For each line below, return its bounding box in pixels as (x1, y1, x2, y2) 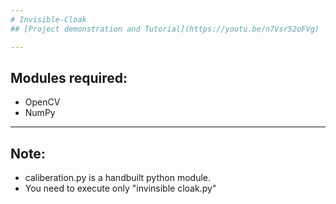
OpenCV (24, 96, 61, 108)
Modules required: (10, 69, 128, 86)
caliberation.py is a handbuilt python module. (24, 172, 211, 184)
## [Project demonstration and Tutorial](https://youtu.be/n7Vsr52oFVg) (10, 24, 320, 34)
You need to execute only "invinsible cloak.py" (24, 182, 217, 195)
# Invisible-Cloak (10, 14, 87, 25)
